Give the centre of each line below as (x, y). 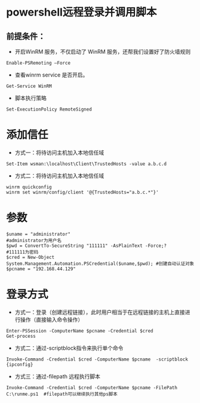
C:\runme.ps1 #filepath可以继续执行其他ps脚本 (62, 394)
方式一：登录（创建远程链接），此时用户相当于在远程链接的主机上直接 (100, 312)
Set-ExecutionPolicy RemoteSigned (49, 109)
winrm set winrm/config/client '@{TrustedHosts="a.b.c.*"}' (83, 192)
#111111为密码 (22, 252)
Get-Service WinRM (29, 86)
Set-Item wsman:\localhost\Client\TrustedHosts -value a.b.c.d (87, 164)
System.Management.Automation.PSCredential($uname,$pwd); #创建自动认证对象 (100, 264)
